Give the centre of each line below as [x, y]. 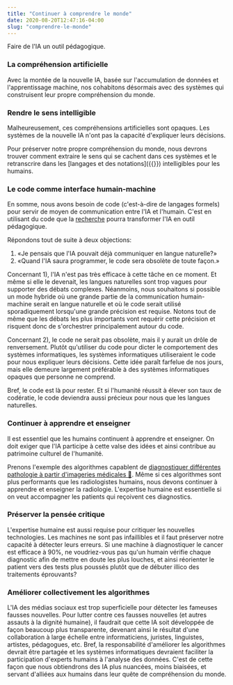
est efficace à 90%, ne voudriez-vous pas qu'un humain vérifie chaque [109, 552]
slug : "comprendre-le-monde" [49, 27]
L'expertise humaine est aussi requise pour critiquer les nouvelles [101, 529]
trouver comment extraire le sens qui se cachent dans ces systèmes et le [112, 156]
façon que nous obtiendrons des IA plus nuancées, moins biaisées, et [107, 667]
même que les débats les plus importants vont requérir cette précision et [111, 319]
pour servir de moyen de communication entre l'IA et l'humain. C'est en [110, 212]
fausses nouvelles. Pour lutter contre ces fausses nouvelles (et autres [107, 615]
